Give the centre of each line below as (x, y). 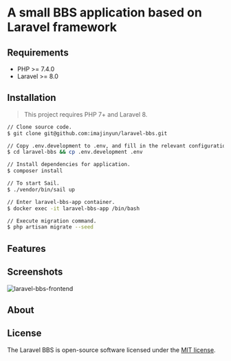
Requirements (38, 53)
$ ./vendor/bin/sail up (41, 189)
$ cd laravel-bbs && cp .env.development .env (75, 152)
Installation (32, 98)
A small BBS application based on (105, 13)
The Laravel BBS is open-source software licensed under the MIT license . (111, 350)
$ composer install (35, 171)
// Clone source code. (40, 127)
